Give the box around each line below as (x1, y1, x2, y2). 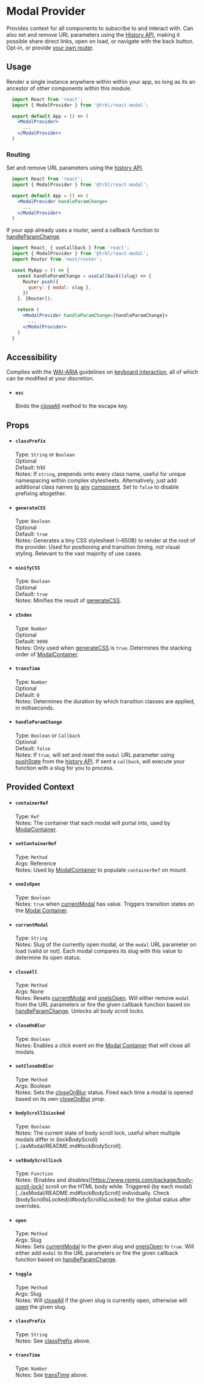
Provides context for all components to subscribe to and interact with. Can (6, 24, 194, 32)
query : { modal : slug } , (28, 284, 92, 290)
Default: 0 (15, 691, 40, 698)
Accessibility (6, 352, 57, 362)
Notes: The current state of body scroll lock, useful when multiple (15, 1130, 181, 1137)
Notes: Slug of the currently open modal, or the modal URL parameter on (15, 941, 197, 949)
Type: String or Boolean (15, 451, 75, 458)
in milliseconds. (15, 704, 55, 711)
